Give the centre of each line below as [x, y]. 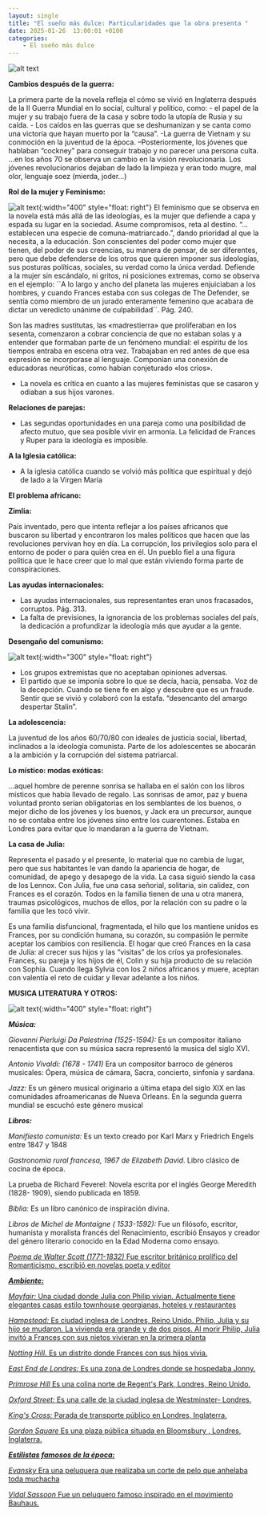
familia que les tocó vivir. [49, 911]
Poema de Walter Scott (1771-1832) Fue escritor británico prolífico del [123, 1256]
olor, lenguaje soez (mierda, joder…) [68, 177]
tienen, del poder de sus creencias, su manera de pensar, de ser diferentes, [133, 250]
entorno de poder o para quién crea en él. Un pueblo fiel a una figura [122, 552]
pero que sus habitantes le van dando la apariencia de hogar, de [114, 869]
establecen [27, 233]
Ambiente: [26, 1281]
